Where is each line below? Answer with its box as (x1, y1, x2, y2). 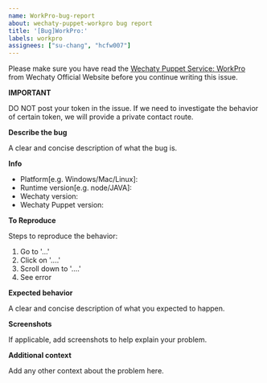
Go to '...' (19, 247, 50, 257)
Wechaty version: (19, 191, 79, 201)
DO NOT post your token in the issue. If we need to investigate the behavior (8, 104, 259, 113)
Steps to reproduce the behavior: (8, 231, 118, 241)
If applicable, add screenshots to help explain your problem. (8, 335, 207, 344)
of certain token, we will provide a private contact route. (8, 112, 194, 121)
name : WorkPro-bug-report (8, 11, 95, 20)
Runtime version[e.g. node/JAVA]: (19, 183, 133, 193)
